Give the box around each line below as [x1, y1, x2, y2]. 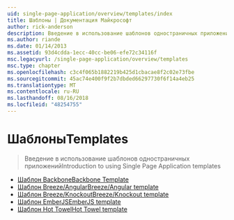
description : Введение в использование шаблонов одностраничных [7, 29, 198, 37]
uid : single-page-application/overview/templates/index [7, 10, 173, 17]
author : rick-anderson [7, 23, 73, 30]
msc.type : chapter [7, 62, 61, 69]
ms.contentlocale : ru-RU [7, 88, 79, 95]
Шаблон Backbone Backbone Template [17, 175, 129, 184]
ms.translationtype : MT [7, 82, 77, 89]
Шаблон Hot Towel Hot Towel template [17, 205, 127, 213]
